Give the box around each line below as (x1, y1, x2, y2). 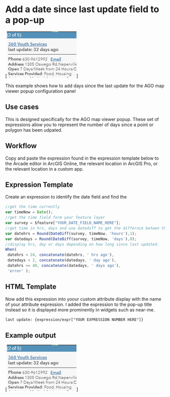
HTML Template (5, 283, 57, 291)
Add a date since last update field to (5, 4, 159, 15)
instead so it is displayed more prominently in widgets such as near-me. (5, 306, 155, 312)
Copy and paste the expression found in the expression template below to (5, 155, 159, 161)
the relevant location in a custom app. (5, 166, 84, 172)
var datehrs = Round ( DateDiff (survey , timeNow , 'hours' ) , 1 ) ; (5, 231, 137, 236)
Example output (5, 331, 57, 340)
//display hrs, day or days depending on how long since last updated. (5, 242, 159, 247)
